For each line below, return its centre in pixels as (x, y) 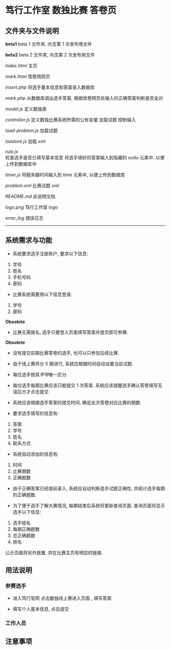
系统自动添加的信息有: (36, 454)
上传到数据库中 (21, 164)
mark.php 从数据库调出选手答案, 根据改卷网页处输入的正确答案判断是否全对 (84, 98)
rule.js (12, 151)
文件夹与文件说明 (32, 31)
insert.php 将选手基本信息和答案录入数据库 (50, 87)
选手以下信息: (27, 512)
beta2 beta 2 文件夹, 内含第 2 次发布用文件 (50, 55)
